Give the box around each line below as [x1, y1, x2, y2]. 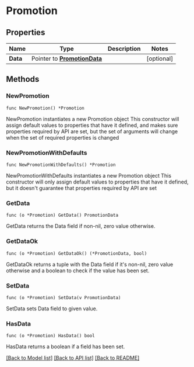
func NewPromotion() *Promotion [6, 105, 84, 111]
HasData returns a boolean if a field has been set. [6, 343, 125, 350]
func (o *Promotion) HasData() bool [6, 333, 95, 339]
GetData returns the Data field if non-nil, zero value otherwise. [6, 223, 156, 230]
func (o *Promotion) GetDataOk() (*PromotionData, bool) [6, 250, 147, 257]
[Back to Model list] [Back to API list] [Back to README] [6, 355, 140, 362]
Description [107, 45, 141, 53]
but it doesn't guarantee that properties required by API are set [6, 184, 157, 191]
